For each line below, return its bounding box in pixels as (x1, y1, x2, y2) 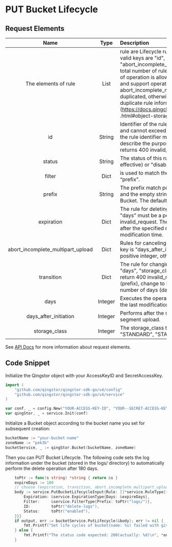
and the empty (120, 191, 155, 197)
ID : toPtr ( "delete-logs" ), (24, 504, 100, 509)
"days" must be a (120, 212, 162, 219)
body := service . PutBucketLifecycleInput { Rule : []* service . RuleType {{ (14, 489, 168, 495)
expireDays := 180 (14, 480, 54, 485)
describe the (120, 140, 150, 147)
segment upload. (120, 316, 161, 323)
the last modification (120, 301, 169, 308)
